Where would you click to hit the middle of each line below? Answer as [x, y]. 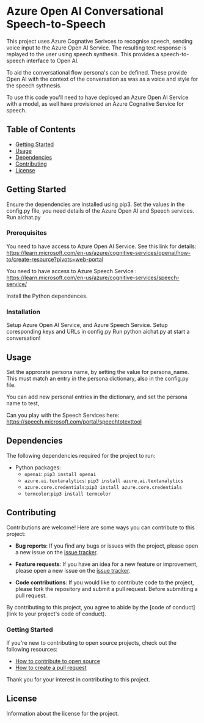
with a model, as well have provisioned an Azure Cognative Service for [95, 104]
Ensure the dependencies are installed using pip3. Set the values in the [96, 204]
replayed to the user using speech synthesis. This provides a [83, 54]
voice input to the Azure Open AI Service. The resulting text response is [97, 48]
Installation [24, 312]
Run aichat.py [24, 217]
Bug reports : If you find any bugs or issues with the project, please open [107, 546]
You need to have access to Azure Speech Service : [71, 271]
